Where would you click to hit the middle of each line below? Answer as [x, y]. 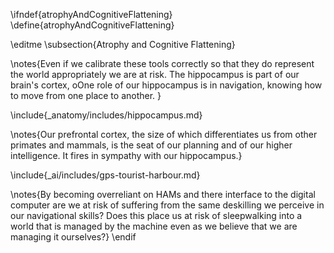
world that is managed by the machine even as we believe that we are [154, 226]
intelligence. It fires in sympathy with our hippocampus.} [126, 155]
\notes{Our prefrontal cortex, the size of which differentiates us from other [164, 134]
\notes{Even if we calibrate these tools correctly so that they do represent [162, 63]
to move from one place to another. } [86, 95]
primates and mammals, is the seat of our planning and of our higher [151, 145]
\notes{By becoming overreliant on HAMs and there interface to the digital [163, 194]
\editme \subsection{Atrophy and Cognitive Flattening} [123, 44]
